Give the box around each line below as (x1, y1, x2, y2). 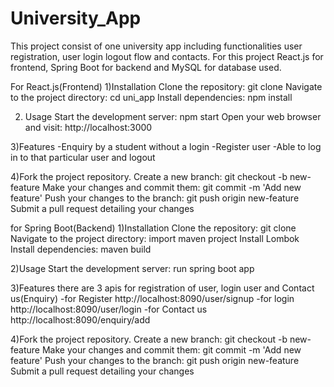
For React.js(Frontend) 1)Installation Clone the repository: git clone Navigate (10, 80, 323, 92)
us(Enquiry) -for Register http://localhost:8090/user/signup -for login (10, 292, 295, 304)
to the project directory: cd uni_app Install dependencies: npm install (10, 91, 293, 103)
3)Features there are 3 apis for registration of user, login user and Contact (10, 282, 315, 294)
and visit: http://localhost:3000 (24, 121, 153, 133)
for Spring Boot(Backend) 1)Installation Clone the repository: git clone (10, 222, 297, 234)
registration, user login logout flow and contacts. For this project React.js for (10, 50, 324, 62)
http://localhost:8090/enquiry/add (10, 313, 151, 326)
